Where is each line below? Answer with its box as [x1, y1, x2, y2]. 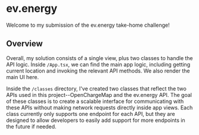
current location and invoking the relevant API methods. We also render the [6, 67, 190, 74]
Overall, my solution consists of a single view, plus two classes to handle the [6, 54, 193, 61]
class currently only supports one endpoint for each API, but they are [6, 110, 175, 117]
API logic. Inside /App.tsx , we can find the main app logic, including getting [6, 61, 191, 68]
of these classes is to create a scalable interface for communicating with [6, 98, 184, 105]
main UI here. [6, 73, 39, 80]
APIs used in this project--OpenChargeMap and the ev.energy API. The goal [6, 91, 192, 98]
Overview [6, 39, 43, 49]
